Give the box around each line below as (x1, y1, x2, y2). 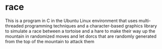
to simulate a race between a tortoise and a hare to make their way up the (5, 28, 156, 34)
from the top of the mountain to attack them (5, 38, 95, 44)
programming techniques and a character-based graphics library (24, 23, 157, 28)
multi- (138, 18, 151, 24)
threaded (5, 23, 24, 28)
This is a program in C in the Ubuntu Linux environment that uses (5, 18, 138, 24)
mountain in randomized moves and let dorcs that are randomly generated (5, 33, 157, 39)
